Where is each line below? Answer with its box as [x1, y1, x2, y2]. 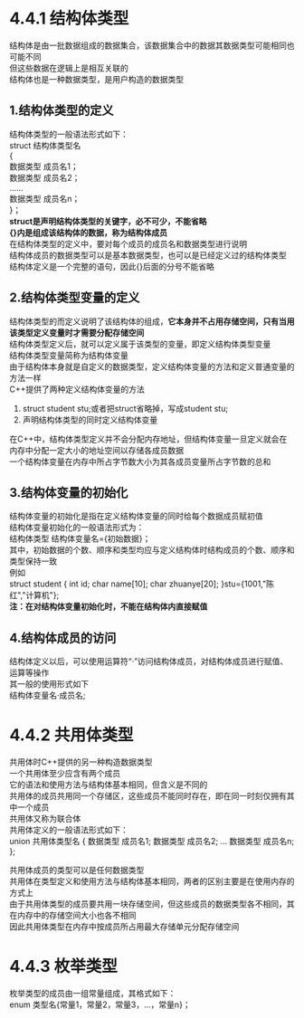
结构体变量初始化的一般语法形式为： [9, 522, 145, 533]
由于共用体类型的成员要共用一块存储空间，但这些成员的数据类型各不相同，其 [9, 899, 295, 909]
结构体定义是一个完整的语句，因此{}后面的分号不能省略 [9, 261, 214, 271]
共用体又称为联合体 [9, 813, 81, 824]
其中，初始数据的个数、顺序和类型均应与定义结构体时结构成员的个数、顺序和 [9, 545, 295, 556]
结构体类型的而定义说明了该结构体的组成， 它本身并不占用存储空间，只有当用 [9, 316, 295, 327]
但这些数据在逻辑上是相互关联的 [9, 62, 128, 73]
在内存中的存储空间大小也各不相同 [9, 910, 137, 921]
